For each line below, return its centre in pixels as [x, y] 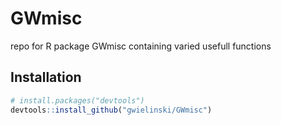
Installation [46, 77]
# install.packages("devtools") [77, 100]
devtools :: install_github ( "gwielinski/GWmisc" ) [111, 110]
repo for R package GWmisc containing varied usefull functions [141, 46]
